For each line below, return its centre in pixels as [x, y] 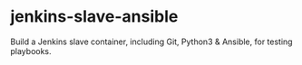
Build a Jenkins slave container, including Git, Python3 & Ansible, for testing [151, 42]
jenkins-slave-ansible [94, 17]
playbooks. [31, 51]
